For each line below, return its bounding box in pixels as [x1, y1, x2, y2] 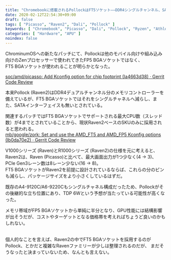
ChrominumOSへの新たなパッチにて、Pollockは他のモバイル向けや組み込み [5, 50, 163, 57]
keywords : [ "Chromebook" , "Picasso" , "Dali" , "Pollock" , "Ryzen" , [5, 27, 152, 32]
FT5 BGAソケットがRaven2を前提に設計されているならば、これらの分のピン [5, 166, 164, 172]
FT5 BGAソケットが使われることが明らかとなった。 [5, 63, 113, 69]
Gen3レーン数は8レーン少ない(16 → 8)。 [16, 160, 101, 166]
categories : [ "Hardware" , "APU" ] [5, 31, 81, 36]
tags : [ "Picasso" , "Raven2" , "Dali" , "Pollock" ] [5, 21, 115, 27]
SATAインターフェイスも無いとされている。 [14, 102, 105, 108]
